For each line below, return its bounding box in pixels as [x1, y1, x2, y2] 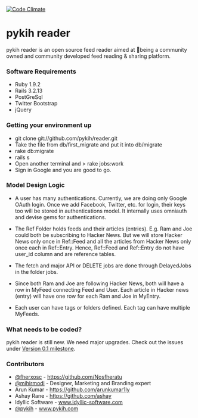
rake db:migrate [14, 147, 54, 154]
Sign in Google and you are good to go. [14, 166, 112, 173]
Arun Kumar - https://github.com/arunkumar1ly [14, 386, 130, 393]
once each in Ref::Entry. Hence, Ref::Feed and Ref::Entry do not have [14, 244, 185, 251]
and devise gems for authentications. [14, 213, 106, 220]
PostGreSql [14, 93, 43, 101]
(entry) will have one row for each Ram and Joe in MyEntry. [14, 292, 161, 300]
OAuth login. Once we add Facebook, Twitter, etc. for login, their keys [14, 201, 186, 208]
